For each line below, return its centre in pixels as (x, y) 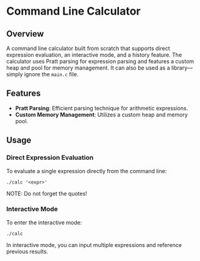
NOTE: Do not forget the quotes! (47, 193)
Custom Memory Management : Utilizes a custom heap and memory (101, 115)
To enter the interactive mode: (44, 222)
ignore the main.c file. (51, 74)
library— (182, 68)
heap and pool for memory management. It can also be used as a (88, 68)
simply (15, 74)
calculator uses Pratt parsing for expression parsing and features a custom (100, 61)
